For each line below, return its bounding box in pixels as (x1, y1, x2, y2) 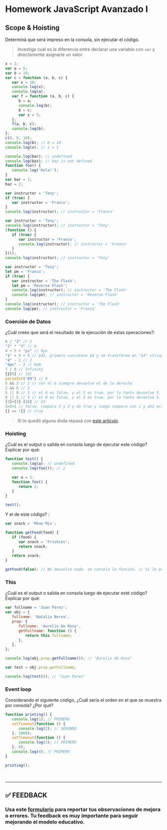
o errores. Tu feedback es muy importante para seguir (5, 813, 138, 819)
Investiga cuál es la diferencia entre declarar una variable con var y (17, 46, 155, 52)
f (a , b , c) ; (11, 121, 37, 127)
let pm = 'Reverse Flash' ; (11, 283, 68, 288)
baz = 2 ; (5, 181, 23, 187)
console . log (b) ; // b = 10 (5, 140, 61, 145)
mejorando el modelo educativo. (5, 819, 85, 825)
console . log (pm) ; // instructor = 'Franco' (5, 306, 97, 311)
